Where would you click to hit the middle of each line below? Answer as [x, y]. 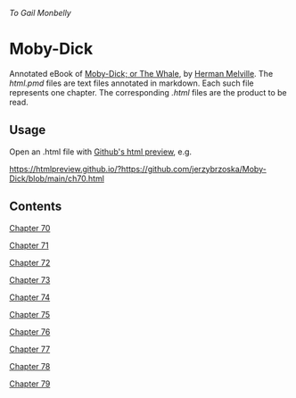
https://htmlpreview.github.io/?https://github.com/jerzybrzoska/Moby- [138, 169]
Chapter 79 [30, 384]
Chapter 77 [30, 349]
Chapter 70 [30, 228]
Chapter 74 [30, 297]
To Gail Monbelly [40, 13]
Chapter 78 [30, 366]
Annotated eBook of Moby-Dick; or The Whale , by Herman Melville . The [141, 73]
